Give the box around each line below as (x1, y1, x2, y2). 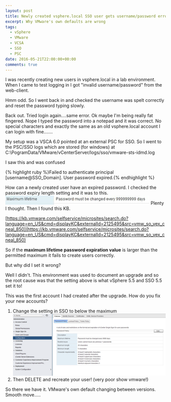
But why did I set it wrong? (5, 262, 61, 269)
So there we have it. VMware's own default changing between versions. (5, 386, 156, 392)
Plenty (150, 200, 164, 206)
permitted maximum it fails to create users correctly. (5, 252, 115, 258)
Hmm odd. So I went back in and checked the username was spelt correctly (5, 97, 164, 103)
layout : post (5, 8, 33, 13)
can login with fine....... (5, 129, 53, 135)
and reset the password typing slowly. (5, 102, 85, 109)
